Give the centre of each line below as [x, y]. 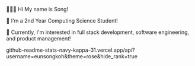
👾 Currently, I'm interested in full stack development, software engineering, [98, 32]
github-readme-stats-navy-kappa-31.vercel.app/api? [71, 50]
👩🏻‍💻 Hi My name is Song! [37, 9]
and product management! [39, 38]
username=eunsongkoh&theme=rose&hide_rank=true [72, 56]
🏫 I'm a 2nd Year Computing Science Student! [62, 21]
